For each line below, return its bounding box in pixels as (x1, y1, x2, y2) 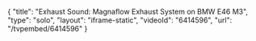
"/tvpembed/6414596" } (7, 24, 88, 33)
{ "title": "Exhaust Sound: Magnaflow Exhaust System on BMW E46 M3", (7, 7, 248, 16)
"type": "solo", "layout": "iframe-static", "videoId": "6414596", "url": (7, 15, 233, 25)
